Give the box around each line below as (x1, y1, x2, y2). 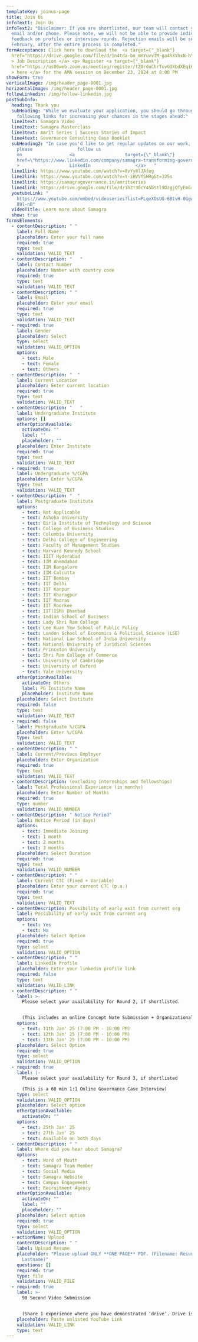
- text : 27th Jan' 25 (21, 1130, 75, 1136)
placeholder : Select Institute (16, 696, 94, 702)
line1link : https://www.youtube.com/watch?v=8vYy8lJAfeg (11, 168, 154, 175)
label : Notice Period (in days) (16, 817, 96, 823)
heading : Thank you (11, 102, 60, 108)
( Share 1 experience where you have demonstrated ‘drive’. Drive (21, 1311, 186, 1317)
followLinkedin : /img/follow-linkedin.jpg (6, 91, 112, 97)
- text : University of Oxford (21, 663, 96, 669)
